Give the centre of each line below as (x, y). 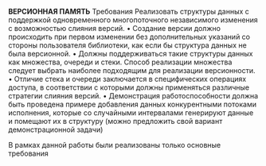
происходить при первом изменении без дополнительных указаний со (129, 37)
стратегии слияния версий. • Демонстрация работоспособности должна (133, 96)
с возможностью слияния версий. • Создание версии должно (115, 28)
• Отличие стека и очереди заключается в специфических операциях (127, 79)
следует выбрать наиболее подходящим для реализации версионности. (132, 70)
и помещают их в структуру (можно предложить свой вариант (115, 121)
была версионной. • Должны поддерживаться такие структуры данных (131, 54)
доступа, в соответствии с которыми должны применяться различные (129, 87)
